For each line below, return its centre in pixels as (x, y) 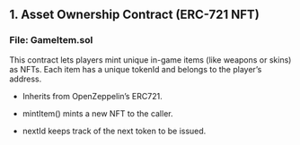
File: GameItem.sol (51, 40)
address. (26, 79)
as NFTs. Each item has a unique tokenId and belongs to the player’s (136, 69)
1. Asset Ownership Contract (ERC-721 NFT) (135, 15)
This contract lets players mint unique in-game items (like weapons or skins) (150, 60)
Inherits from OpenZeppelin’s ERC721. (93, 96)
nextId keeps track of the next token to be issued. (114, 131)
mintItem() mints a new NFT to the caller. (97, 113)
